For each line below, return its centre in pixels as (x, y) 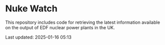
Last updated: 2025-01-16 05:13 (38, 37)
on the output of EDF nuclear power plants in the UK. (60, 27)
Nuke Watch (32, 9)
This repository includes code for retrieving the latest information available (83, 22)
